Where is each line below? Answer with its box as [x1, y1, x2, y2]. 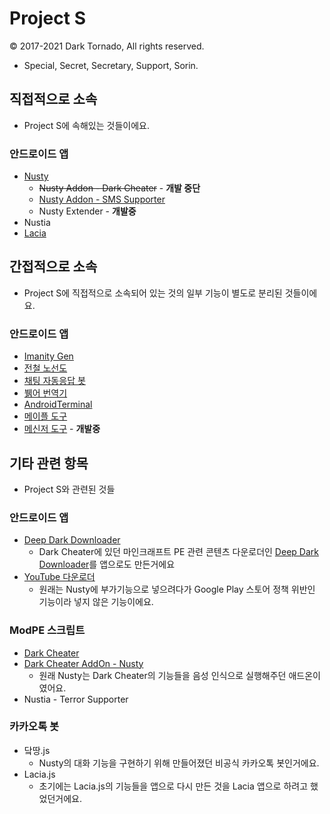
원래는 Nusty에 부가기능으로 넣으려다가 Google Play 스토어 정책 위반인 [38, 583, 316, 596]
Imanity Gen [23, 350, 74, 362]
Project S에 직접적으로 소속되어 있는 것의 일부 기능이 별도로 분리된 [23, 287, 283, 299]
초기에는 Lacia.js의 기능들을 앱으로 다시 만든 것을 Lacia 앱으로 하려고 [38, 780, 309, 792]
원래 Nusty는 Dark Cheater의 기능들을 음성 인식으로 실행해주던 [38, 669, 287, 681]
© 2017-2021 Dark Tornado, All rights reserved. [9, 40, 205, 52]
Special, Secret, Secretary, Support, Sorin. [23, 59, 199, 71]
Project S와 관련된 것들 [23, 483, 116, 495]
